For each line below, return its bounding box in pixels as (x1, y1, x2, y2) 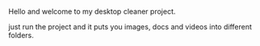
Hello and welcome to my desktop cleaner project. (8, 7, 176, 16)
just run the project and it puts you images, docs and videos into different (8, 22, 253, 31)
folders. (8, 31, 34, 40)
